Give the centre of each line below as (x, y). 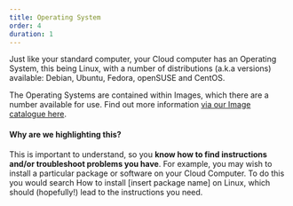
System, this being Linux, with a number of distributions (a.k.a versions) (140, 68)
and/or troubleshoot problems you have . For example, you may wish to (141, 163)
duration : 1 (31, 34)
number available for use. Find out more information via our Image (130, 105)
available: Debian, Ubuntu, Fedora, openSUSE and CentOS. (117, 78)
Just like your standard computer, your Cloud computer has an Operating (143, 59)
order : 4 (25, 26)
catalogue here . (38, 114)
